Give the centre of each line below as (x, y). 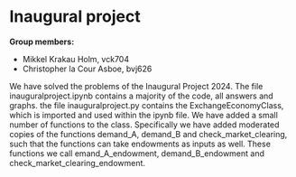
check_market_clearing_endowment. (78, 163)
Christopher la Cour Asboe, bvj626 (87, 69)
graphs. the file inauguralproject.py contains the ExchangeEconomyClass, (147, 105)
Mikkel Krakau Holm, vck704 (75, 59)
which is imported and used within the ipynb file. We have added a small (143, 115)
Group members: (42, 42)
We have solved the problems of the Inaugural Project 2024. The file (136, 86)
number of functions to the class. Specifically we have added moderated (144, 125)
